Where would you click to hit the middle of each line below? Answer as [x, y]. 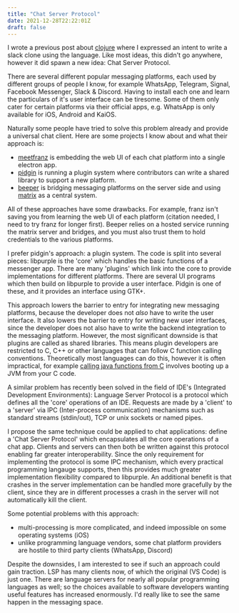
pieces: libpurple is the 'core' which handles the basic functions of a [108, 261]
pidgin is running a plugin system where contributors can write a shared [123, 173]
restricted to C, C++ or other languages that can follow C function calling [115, 351]
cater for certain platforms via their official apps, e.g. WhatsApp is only [111, 107]
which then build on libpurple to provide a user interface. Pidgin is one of [115, 284]
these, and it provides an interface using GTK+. [77, 291]
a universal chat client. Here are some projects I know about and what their [118, 136]
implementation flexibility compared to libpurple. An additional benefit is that [119, 477]
